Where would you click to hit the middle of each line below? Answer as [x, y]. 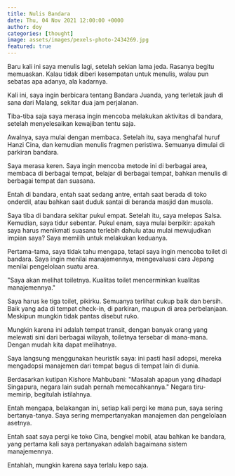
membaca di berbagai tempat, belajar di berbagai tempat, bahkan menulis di [117, 173]
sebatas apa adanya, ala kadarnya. [58, 81]
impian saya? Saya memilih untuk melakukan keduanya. [88, 238]
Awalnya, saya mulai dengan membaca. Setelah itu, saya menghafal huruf [114, 137]
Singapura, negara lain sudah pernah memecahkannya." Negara [100, 387]
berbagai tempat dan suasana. [52, 181]
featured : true [29, 46]
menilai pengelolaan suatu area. [53, 266]
